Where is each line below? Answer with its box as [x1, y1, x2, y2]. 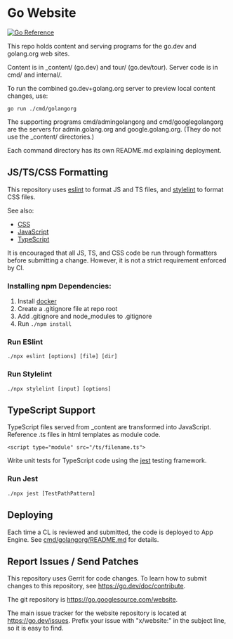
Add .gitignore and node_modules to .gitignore [17, 312, 152, 321]
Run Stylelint [7, 369, 53, 379]
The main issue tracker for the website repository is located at [7, 609, 187, 617]
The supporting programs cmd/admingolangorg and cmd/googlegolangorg [7, 118, 224, 126]
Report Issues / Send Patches [7, 555, 139, 567]
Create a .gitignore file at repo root [17, 305, 118, 313]
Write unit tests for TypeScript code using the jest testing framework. [7, 456, 207, 465]
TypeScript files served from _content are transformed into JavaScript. [7, 423, 212, 431]
